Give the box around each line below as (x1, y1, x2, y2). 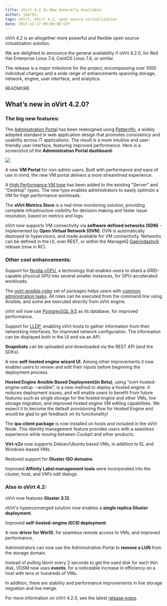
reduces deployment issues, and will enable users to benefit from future (5, 390, 153, 396)
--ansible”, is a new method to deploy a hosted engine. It (34, 384, 151, 391)
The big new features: (5, 115, 60, 122)
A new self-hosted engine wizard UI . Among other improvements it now (5, 359, 154, 365)
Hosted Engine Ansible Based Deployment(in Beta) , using (5, 379, 126, 385)
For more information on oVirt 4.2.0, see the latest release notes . (5, 594, 138, 601)
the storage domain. (5, 549, 46, 556)
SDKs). (5, 349, 20, 355)
